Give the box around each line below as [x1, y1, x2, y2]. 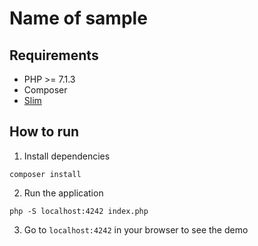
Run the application [23, 187, 104, 199]
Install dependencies [23, 150, 111, 162]
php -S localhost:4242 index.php [9, 206, 149, 216]
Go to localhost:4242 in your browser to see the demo [23, 223, 249, 236]
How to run [9, 123, 80, 141]
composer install [9, 169, 82, 179]
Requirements [9, 47, 99, 64]
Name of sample [9, 7, 148, 30]
